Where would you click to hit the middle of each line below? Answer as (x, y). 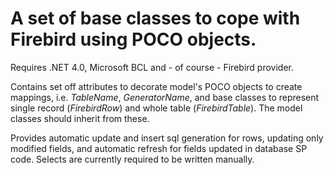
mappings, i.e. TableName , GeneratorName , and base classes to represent (165, 97)
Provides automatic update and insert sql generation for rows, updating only (167, 138)
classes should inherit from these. (80, 118)
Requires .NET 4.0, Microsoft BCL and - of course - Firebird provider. (152, 67)
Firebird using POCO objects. (133, 39)
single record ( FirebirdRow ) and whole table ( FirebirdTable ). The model (156, 108)
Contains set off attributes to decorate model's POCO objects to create (156, 86)
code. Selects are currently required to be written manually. (132, 159)
